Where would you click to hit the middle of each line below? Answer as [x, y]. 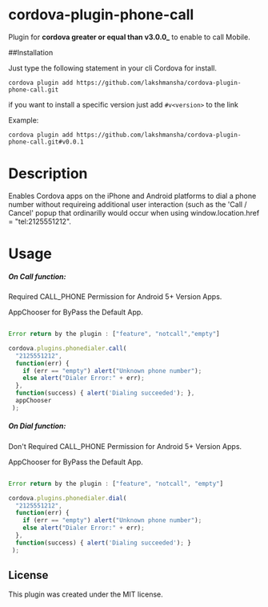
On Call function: [37, 276]
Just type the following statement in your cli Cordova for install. [113, 68]
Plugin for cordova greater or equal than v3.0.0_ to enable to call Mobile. [129, 37]
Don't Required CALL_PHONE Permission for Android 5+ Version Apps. [125, 446]
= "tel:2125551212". [40, 221]
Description [48, 174]
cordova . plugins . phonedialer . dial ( [68, 498]
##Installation [31, 52]
